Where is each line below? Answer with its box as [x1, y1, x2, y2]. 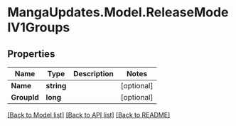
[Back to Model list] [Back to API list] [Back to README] [7, 111, 171, 119]
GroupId [11, 93, 39, 102]
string [45, 81, 67, 90]
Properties [7, 48, 55, 60]
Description [73, 69, 114, 78]
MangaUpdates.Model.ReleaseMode [7, 4, 229, 21]
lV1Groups [7, 19, 70, 36]
